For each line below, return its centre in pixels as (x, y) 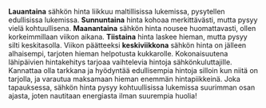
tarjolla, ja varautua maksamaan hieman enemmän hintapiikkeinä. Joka (125, 79)
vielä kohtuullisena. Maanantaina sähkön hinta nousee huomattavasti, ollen (132, 28)
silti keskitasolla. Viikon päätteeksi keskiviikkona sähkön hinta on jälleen (127, 45)
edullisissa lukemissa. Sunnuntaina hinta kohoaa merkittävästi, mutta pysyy (133, 20)
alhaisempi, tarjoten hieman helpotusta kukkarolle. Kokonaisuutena (118, 54)
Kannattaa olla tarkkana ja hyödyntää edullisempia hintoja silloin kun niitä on (133, 70)
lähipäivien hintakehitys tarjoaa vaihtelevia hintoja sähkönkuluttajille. (121, 62)
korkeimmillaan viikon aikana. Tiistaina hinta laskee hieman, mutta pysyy (128, 37)
